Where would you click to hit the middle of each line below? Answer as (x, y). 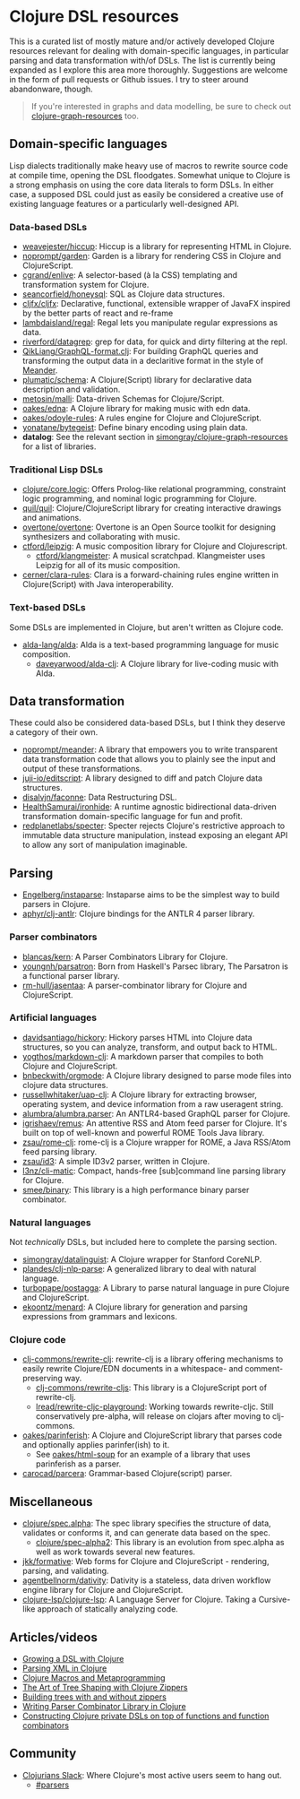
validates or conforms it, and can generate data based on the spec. (146, 1533)
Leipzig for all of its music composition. (108, 566)
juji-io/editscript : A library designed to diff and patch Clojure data (142, 778)
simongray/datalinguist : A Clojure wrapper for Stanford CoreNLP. (142, 1259)
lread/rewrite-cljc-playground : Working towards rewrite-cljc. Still (155, 1407)
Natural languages (50, 1223)
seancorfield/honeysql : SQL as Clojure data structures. (124, 294)
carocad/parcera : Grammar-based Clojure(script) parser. (127, 1474)
